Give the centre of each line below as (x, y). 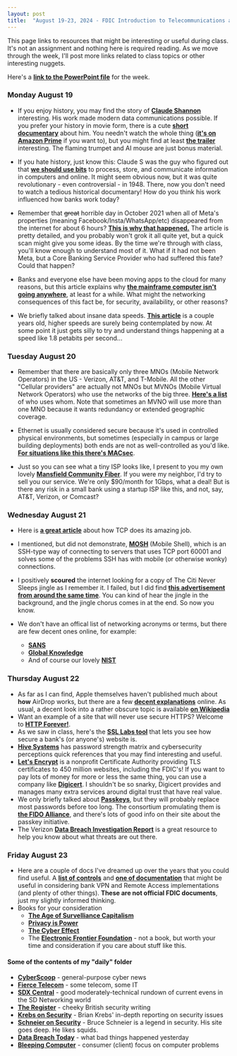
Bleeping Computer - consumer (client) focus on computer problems (118, 1045)
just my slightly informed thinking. (67, 900)
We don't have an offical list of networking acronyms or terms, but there (122, 624)
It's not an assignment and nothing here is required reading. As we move (113, 48)
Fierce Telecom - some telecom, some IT (78, 985)
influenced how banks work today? (68, 199)
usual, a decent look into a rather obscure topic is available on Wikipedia (123, 709)
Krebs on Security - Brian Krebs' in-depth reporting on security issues (120, 1015)
